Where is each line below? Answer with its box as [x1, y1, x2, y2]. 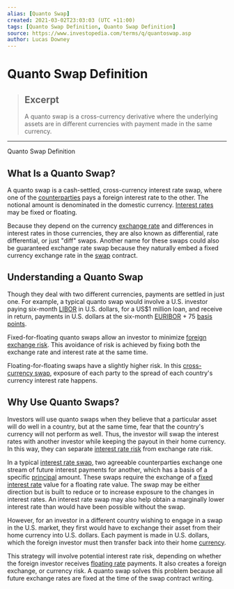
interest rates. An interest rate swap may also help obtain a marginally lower [7, 495, 225, 503]
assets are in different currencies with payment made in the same [24, 120, 212, 128]
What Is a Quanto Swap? [7, 167, 116, 179]
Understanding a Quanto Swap [7, 271, 143, 283]
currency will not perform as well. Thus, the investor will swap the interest [7, 429, 219, 438]
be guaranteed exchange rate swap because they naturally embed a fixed [7, 243, 219, 252]
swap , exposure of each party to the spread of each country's [34, 369, 213, 377]
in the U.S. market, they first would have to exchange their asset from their [7, 523, 221, 532]
